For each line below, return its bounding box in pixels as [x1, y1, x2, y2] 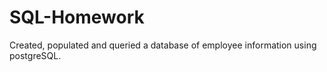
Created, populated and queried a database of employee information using [9, 39, 317, 51]
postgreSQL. [9, 49, 62, 61]
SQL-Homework [9, 6, 145, 29]
